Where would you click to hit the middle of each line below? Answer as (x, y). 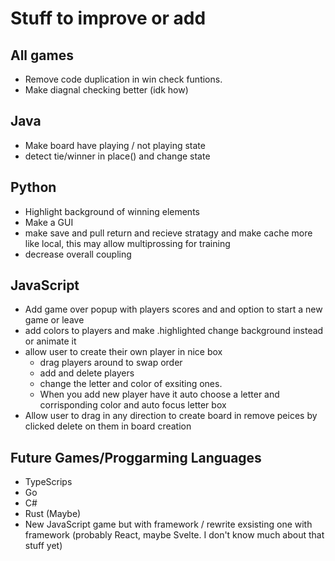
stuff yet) (43, 546)
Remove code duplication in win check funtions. (123, 79)
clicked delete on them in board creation (108, 426)
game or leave (54, 320)
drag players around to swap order (111, 363)
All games (42, 55)
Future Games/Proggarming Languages (136, 457)
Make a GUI (49, 222)
